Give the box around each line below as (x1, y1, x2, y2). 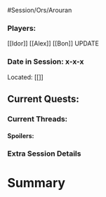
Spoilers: (7, 131, 34, 140)
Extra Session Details (7, 149, 81, 158)
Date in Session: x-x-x (7, 57, 84, 67)
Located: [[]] (7, 73, 44, 81)
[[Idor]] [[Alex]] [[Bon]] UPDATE (7, 39, 100, 48)
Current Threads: (7, 114, 68, 123)
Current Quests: (7, 93, 79, 104)
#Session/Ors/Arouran (7, 6, 72, 14)
